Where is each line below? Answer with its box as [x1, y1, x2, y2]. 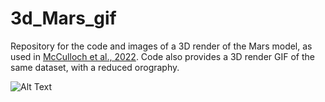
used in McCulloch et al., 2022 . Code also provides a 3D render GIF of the [10, 50, 316, 62]
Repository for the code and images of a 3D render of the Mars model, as [10, 40, 313, 52]
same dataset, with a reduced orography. [10, 61, 180, 73]
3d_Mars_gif [10, 7, 117, 30]
